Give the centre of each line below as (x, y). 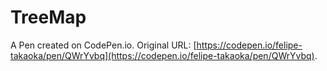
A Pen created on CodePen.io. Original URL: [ (103, 45)
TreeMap (48, 17)
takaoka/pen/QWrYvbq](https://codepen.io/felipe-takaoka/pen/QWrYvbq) (162, 55)
